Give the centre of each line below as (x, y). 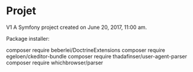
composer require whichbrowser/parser (55, 63)
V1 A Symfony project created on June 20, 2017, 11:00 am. (77, 27)
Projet (21, 11)
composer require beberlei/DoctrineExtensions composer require (86, 50)
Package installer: (28, 38)
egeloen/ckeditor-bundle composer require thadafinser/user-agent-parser (97, 56)
